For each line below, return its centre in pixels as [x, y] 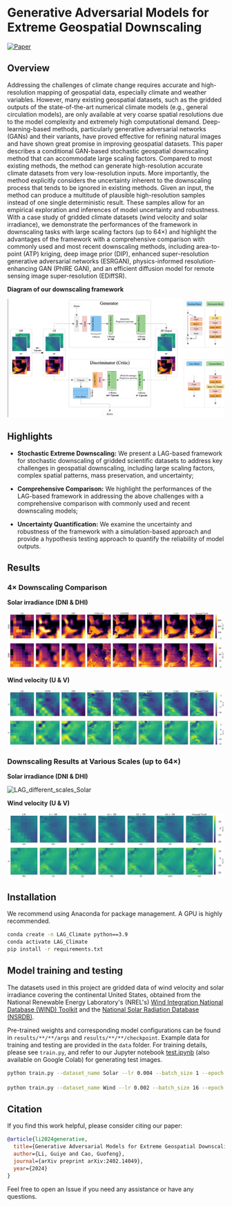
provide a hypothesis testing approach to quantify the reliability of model [120, 539]
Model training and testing [65, 971]
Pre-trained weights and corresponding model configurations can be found [114, 1030]
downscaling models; [47, 511]
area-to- [208, 246]
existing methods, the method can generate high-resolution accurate [105, 165]
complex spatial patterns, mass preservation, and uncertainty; [105, 475]
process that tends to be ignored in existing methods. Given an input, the [110, 187]
